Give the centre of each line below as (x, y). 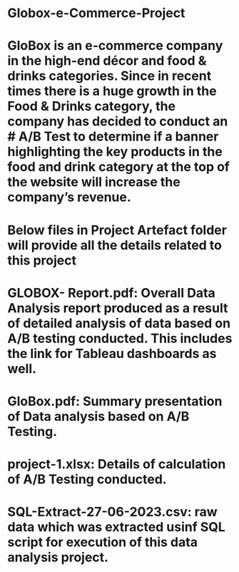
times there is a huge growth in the (112, 91)
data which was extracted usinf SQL (117, 527)
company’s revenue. (70, 197)
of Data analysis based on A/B (98, 416)
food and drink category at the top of (119, 167)
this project (42, 260)
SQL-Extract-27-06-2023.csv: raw (112, 512)
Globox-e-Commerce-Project (96, 13)
